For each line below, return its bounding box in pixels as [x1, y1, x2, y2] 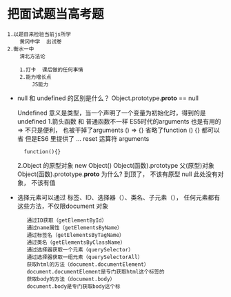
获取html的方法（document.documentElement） [26, 260, 150, 268]
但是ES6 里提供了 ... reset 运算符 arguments [25, 134, 150, 142]
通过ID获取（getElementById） [26, 217, 108, 224]
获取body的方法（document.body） [26, 276, 116, 282]
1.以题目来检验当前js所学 [7, 30, 71, 38]
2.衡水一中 [7, 46, 34, 52]
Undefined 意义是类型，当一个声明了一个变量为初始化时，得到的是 [17, 108, 206, 117]
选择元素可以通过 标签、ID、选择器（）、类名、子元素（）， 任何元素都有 [17, 193, 221, 201]
